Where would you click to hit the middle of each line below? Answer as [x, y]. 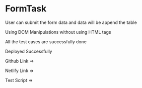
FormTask [26, 9]
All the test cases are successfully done [46, 42]
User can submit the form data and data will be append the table [71, 22]
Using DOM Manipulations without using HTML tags [58, 32]
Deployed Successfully [29, 51]
